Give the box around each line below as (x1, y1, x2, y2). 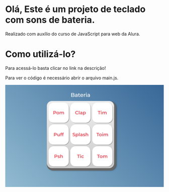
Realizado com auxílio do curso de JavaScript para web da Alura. (5, 31, 140, 37)
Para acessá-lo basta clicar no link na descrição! (5, 65, 106, 71)
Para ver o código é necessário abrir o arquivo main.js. (5, 74, 119, 81)
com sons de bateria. (5, 14, 95, 26)
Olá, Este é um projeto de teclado (5, 4, 146, 15)
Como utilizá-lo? (5, 49, 76, 60)
